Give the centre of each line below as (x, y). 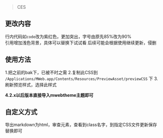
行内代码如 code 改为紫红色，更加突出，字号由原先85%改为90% (68, 36)
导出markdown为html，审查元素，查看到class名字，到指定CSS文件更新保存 (81, 125)
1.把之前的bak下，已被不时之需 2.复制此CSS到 (51, 72)
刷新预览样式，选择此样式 (31, 84)
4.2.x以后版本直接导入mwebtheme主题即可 (49, 95)
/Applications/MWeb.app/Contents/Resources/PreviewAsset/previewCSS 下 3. (81, 79)
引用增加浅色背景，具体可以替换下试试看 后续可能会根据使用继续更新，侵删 (81, 42)
